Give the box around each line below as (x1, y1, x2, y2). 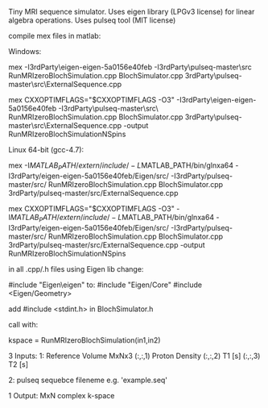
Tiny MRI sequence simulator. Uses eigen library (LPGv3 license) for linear (8, 7, 255, 16)
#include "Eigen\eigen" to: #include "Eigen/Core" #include (8, 280, 203, 289)
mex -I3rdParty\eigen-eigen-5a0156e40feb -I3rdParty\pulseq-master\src (8, 62, 252, 72)
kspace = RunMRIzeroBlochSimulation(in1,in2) (8, 335, 161, 345)
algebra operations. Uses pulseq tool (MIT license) (8, 15, 176, 25)
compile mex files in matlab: (8, 31, 101, 40)
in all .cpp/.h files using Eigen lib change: (8, 264, 144, 273)
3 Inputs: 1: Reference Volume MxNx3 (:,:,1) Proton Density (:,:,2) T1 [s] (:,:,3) (8, 351, 261, 360)
